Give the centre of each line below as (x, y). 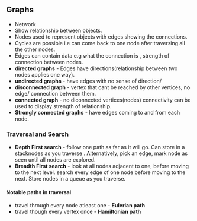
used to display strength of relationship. (63, 106)
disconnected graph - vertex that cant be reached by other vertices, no (102, 87)
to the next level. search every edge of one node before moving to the (100, 172)
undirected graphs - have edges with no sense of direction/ (88, 81)
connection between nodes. (49, 62)
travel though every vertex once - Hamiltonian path (78, 212)
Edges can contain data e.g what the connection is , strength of (92, 55)
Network (25, 24)
